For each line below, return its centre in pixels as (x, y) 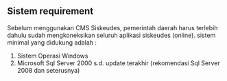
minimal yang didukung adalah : (52, 42)
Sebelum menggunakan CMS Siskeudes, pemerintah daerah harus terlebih (112, 27)
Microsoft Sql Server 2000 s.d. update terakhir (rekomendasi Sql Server (119, 63)
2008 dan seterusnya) (48, 70)
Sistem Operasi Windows (52, 56)
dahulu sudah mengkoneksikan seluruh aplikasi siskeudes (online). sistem (111, 35)
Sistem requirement (50, 11)
